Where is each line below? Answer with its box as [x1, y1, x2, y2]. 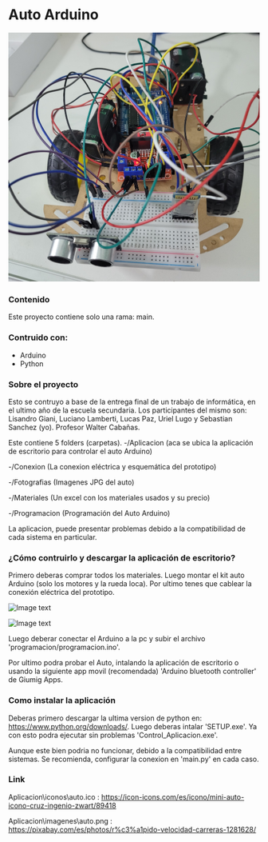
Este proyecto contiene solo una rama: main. [8, 312, 155, 321]
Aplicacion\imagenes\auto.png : [8, 816, 113, 825]
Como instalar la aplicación [8, 695, 116, 706]
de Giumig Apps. [8, 675, 64, 684]
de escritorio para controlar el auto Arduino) [8, 446, 153, 456]
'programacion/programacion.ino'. [8, 642, 121, 652]
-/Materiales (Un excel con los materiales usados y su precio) [8, 493, 211, 502]
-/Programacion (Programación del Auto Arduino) [8, 508, 171, 517]
